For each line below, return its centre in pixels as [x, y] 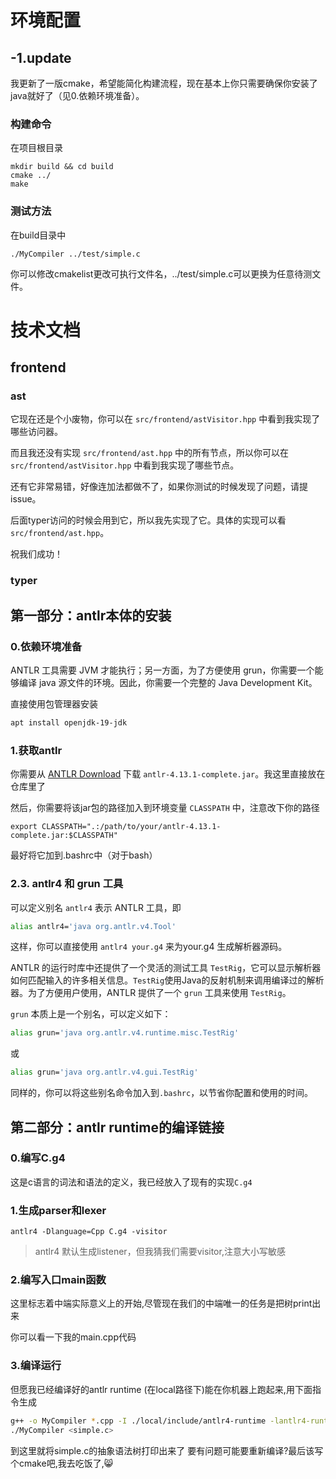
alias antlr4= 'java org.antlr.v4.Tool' [93, 926]
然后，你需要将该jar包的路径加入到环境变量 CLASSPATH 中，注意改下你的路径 [165, 808]
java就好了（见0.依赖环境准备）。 [77, 95]
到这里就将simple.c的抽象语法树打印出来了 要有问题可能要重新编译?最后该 [162, 1450]
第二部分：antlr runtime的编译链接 [117, 1127]
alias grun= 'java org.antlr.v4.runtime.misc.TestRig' [125, 1033]
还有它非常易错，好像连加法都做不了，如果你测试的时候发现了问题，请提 [159, 487]
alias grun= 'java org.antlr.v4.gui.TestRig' [104, 1072]
